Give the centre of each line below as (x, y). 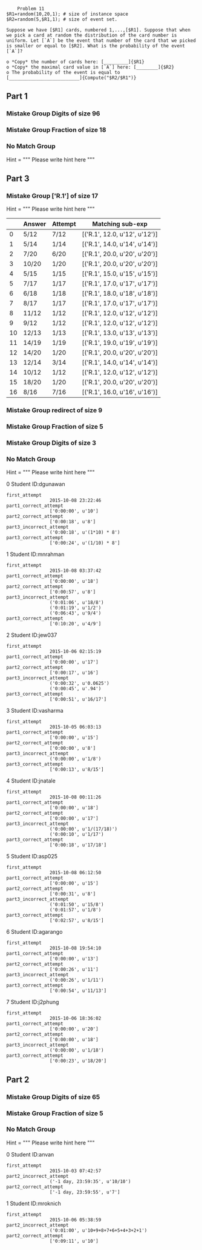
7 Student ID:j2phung (33, 1002)
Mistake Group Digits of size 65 (53, 1097)
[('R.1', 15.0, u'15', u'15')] (120, 274)
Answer (35, 224)
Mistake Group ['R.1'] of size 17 (52, 195)
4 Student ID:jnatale (31, 781)
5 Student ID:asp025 (32, 857)
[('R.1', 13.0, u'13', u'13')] (120, 333)
